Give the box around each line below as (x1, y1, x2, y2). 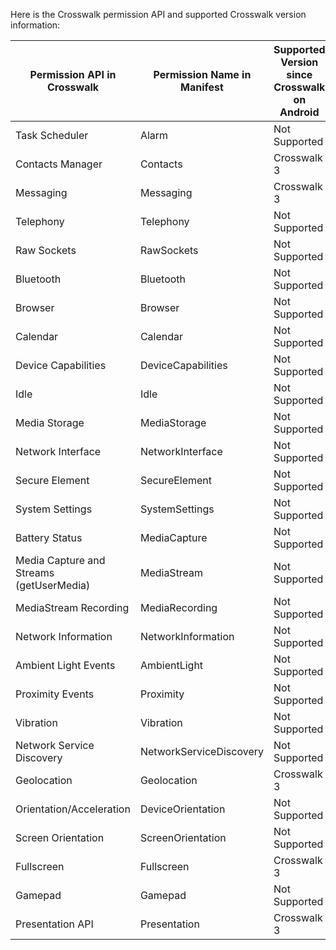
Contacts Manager (15, 157, 103, 171)
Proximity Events (15, 687, 95, 701)
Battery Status (15, 531, 83, 544)
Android (279, 105, 320, 119)
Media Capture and (15, 554, 106, 567)
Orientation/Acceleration (15, 802, 131, 816)
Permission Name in (153, 68, 252, 81)
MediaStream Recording (15, 601, 130, 614)
